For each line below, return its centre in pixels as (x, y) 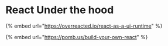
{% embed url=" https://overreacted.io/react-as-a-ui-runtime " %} (84, 26)
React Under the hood (60, 10)
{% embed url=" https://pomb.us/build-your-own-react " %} (77, 37)
